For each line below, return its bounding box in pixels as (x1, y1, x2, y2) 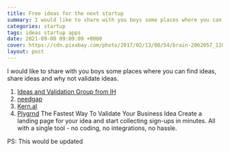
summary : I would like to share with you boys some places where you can (7, 16, 222, 23)
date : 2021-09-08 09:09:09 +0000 (7, 36, 103, 42)
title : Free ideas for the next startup (7, 10, 125, 17)
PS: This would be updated (7, 137, 84, 145)
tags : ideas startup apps (7, 29, 81, 36)
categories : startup (7, 23, 66, 29)
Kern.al (16, 102, 38, 110)
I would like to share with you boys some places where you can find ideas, (7, 66, 217, 75)
